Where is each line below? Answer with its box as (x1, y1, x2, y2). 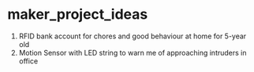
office (18, 56, 39, 66)
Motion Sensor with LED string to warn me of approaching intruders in (18, 48, 247, 57)
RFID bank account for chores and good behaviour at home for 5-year (18, 31, 247, 41)
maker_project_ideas (7, 5, 148, 23)
